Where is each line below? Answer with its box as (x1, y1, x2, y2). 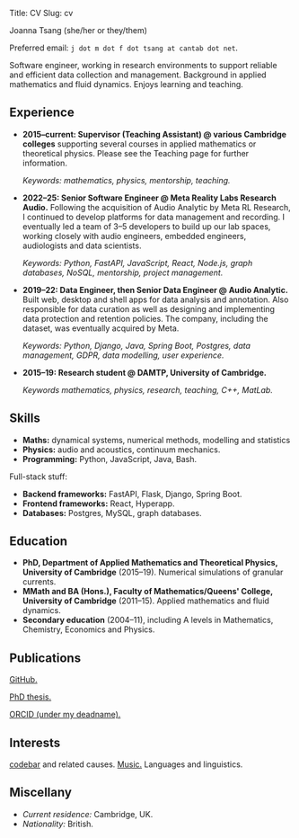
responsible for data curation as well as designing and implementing (22, 303, 276, 314)
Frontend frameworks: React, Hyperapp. (22, 498, 175, 509)
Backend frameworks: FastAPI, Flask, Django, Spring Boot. (22, 488, 242, 499)
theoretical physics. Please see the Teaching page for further (22, 147, 250, 158)
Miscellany (9, 785, 72, 800)
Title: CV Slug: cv (9, 8, 74, 18)
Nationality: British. (22, 818, 94, 829)
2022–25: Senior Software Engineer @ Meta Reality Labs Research (22, 192, 277, 203)
